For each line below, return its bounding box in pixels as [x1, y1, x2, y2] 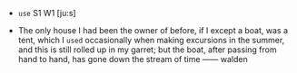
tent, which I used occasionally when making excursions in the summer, [17, 35, 285, 45]
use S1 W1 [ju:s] [17, 8, 76, 18]
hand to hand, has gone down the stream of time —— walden [17, 54, 248, 64]
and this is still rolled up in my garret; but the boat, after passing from [17, 44, 277, 55]
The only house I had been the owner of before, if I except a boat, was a [17, 25, 289, 35]
